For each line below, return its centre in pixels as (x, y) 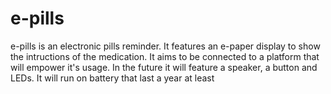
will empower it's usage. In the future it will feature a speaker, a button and (164, 67)
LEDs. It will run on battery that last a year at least (112, 78)
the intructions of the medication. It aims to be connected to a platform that (165, 56)
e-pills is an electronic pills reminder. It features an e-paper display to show (165, 46)
